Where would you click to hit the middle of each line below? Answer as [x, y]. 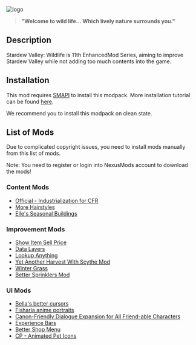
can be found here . [30, 101]
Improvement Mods [36, 229]
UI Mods [19, 290]
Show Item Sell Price [41, 242]
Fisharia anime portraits [44, 310]
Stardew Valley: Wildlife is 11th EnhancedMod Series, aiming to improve [95, 55]
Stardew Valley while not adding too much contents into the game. [89, 61]
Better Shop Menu [38, 330]
